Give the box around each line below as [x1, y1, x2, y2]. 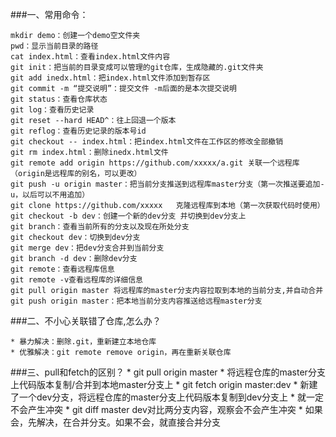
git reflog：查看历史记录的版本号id [10, 126, 147, 136]
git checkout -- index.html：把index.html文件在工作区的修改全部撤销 [10, 137, 284, 147]
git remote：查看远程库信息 [10, 264, 115, 274]
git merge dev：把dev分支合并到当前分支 [10, 243, 165, 253]
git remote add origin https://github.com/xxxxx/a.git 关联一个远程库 [10, 158, 300, 168]
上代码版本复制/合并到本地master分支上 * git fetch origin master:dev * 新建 [10, 379, 318, 390]
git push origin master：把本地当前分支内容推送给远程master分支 [10, 296, 263, 306]
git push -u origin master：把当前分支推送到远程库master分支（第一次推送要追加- [10, 179, 325, 189]
